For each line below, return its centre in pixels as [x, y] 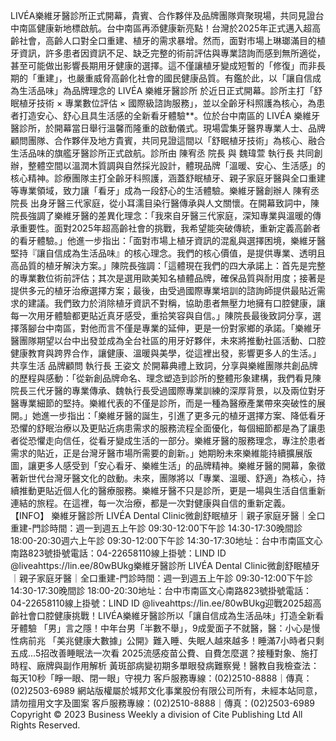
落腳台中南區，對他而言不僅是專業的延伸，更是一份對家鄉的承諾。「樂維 [165, 328]
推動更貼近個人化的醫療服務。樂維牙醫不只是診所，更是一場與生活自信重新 [172, 490]
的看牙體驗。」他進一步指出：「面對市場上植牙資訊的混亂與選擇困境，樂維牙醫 [168, 240]
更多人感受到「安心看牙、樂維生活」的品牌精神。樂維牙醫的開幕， [172, 465]
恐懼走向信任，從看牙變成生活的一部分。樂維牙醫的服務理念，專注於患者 [176, 440]
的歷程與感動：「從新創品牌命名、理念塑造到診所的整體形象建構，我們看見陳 [166, 378]
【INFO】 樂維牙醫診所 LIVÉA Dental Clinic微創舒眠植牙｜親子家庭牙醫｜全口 [168, 515]
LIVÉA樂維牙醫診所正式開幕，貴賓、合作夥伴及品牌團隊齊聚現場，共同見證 [163, 15]
